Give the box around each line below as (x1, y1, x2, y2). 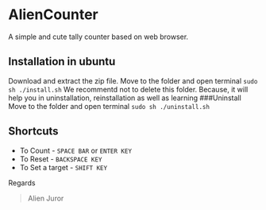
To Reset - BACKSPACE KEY (19, 154, 102, 164)
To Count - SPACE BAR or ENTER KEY (19, 146, 133, 155)
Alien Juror (27, 193, 64, 203)
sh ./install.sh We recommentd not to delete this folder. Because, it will (8, 84, 249, 94)
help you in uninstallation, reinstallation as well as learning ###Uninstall (8, 93, 242, 103)
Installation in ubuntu (8, 55, 116, 68)
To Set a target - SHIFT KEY (19, 162, 108, 172)
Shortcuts (8, 125, 59, 138)
